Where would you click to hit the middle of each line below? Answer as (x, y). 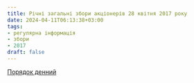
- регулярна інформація (42, 33)
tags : (15, 26)
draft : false (26, 53)
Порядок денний (32, 72)
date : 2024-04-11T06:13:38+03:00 (55, 20)
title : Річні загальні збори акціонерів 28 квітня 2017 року (97, 13)
